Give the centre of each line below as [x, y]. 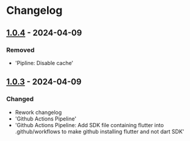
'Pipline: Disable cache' [44, 63]
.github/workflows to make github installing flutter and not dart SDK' [100, 131]
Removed [21, 50]
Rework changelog [38, 112]
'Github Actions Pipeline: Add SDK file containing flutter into [89, 125]
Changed [20, 99]
